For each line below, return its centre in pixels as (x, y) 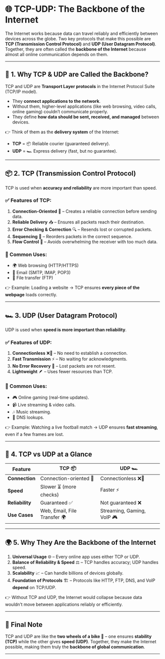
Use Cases (20, 515)
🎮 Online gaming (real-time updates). (51, 397)
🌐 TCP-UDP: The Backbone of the (75, 9)
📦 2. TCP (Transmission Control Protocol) (71, 173)
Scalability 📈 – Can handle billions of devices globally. (68, 573)
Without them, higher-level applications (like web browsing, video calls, (84, 106)
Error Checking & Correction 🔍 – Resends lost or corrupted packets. (82, 229)
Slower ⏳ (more (58, 487)
